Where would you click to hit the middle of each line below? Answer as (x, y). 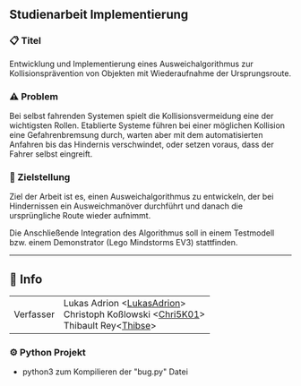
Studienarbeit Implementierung (99, 15)
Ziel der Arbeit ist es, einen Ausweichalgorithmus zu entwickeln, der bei (142, 197)
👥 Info (26, 279)
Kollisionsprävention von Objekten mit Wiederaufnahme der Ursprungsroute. (150, 73)
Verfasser (34, 314)
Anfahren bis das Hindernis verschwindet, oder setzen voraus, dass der (142, 144)
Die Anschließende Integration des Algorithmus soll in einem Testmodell (142, 233)
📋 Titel (26, 41)
